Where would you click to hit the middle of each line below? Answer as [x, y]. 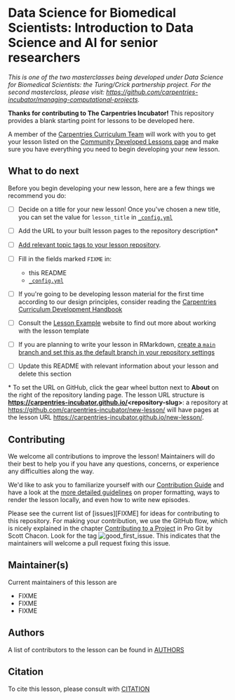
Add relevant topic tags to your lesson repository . [89, 244]
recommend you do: [37, 195]
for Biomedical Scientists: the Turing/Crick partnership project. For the [109, 84]
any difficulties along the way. [51, 471]
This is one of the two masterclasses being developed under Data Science [116, 77]
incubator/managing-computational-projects [73, 99]
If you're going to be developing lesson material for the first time [111, 294]
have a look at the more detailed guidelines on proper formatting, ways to [114, 492]
